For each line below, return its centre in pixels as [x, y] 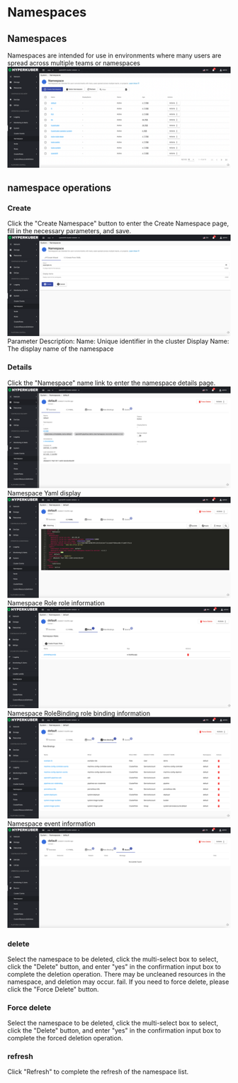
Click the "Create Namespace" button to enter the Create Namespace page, [118, 223]
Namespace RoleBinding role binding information [79, 714]
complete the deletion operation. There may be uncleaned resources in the [117, 974]
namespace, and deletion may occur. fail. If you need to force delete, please [118, 982]
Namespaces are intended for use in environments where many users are [114, 55]
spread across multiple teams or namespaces [74, 63]
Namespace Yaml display [44, 493]
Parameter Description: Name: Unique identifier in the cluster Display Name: [118, 342]
